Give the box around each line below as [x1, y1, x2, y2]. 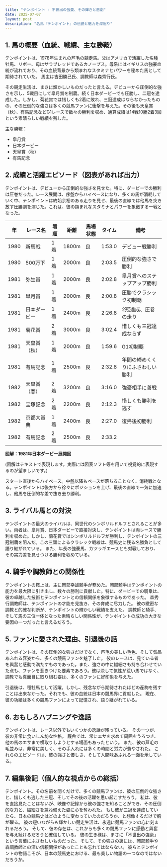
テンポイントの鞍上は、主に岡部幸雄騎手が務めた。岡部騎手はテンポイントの [5, 582, 162, 588]
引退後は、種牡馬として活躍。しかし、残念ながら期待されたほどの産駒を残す [5, 685, 162, 691]
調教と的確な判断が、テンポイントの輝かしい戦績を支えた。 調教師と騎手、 [5, 607, 159, 612]
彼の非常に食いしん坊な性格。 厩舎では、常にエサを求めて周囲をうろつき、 [5, 733, 159, 739]
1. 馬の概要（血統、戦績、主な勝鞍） [5, 41, 116, 49]
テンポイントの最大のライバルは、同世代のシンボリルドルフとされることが [5, 520, 158, 526]
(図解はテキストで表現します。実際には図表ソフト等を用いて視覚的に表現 [5, 461, 154, 467]
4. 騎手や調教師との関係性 [5, 568, 85, 576]
